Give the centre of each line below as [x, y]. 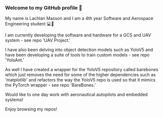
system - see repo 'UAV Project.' [38, 40]
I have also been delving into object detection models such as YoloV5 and [79, 50]
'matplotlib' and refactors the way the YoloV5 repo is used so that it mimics [80, 80]
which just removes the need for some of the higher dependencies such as [81, 75]
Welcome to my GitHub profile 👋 [44, 8]
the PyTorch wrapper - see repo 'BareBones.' [51, 85]
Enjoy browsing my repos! [31, 109]
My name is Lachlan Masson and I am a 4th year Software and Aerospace [79, 19]
